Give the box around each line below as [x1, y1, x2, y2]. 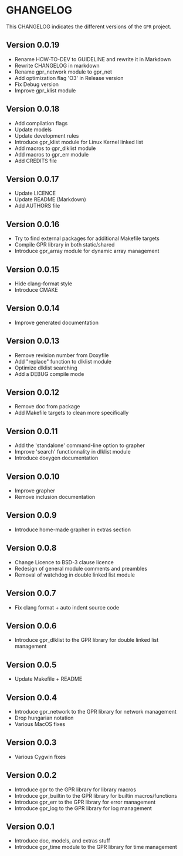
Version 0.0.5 [6, 660, 57, 670]
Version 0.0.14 [6, 304, 60, 314]
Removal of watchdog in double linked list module [14, 571, 135, 578]
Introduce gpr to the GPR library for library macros [14, 786, 137, 793]
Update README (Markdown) [14, 196, 86, 203]
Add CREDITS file [14, 157, 57, 164]
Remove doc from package [14, 403, 80, 410]
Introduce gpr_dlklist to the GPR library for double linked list [14, 637, 159, 644]
